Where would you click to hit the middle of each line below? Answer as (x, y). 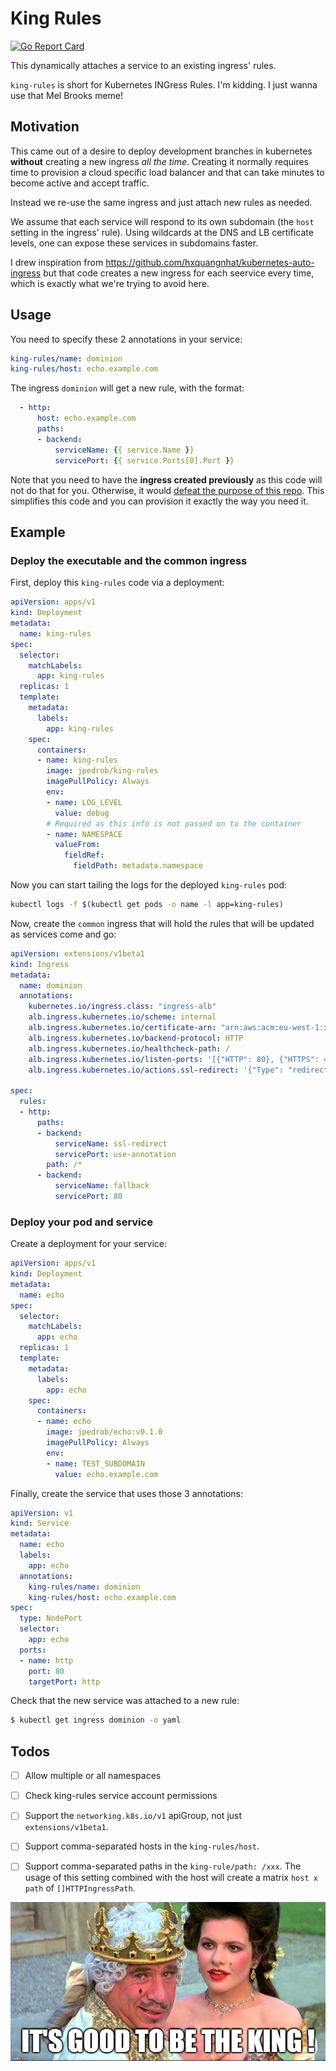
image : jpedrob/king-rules (102, 771)
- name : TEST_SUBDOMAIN (95, 1463)
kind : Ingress (40, 964)
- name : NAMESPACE (84, 834)
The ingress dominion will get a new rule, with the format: (127, 388)
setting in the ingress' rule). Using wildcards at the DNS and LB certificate (162, 232)
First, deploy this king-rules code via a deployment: (117, 583)
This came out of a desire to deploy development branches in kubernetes (161, 151)
